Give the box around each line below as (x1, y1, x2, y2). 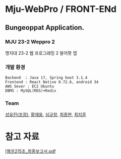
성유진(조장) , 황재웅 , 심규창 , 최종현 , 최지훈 (5, 112, 87, 118)
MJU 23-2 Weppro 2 (5, 38, 55, 45)
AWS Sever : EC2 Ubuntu (5, 84, 55, 89)
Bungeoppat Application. (5, 23, 84, 32)
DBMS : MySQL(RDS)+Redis (5, 88, 57, 93)
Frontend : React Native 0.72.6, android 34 (5, 79, 99, 85)
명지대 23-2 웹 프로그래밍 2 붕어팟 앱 (5, 50, 77, 56)
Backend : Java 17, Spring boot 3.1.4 (5, 76, 88, 80)
